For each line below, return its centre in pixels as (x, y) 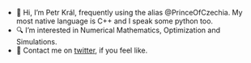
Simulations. (37, 42)
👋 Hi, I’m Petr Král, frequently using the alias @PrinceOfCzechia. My (129, 13)
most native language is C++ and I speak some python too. (114, 21)
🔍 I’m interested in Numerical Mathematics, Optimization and (118, 30)
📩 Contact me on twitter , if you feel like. (82, 50)
